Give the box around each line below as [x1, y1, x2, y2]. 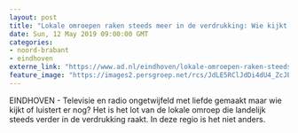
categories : [9, 37, 53, 47]
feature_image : [9, 71, 66, 80]
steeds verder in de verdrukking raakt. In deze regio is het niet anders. [9, 113, 266, 124]
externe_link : [9, 63, 62, 72]
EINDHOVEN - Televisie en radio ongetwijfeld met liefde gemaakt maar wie [9, 95, 282, 106]
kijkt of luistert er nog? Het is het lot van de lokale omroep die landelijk [9, 104, 266, 115]
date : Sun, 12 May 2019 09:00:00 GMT [9, 29, 149, 38]
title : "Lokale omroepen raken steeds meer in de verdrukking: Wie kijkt [9, 21, 288, 30]
